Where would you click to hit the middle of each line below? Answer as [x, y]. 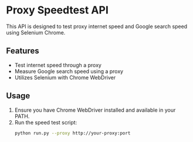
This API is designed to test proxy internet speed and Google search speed [97, 26]
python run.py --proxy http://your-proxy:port [72, 133]
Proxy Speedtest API [57, 10]
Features [23, 51]
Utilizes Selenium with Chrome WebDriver [65, 77]
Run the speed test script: [46, 122]
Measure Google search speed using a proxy [69, 71]
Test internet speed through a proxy [58, 65]
